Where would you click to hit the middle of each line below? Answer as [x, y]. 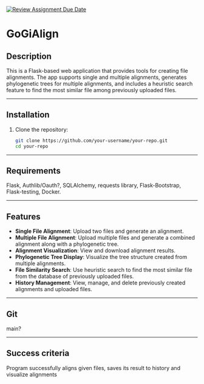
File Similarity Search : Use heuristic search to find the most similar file [104, 270]
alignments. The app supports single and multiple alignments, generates [97, 77]
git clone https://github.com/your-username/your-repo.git [91, 140]
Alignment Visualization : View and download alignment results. [95, 251]
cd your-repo [32, 146]
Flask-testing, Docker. [34, 192]
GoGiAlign [32, 34]
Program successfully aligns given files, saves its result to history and [93, 368]
